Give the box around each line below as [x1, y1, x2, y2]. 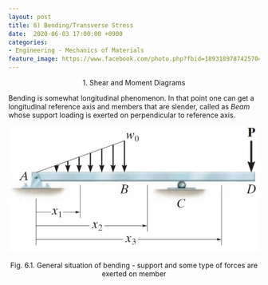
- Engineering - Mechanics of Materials [8, 46, 145, 55]
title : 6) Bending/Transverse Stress [8, 21, 134, 30]
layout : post [8, 13, 52, 21]
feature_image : [8, 55, 59, 63]
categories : [8, 38, 48, 46]
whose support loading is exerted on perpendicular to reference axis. [8, 110, 236, 120]
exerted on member [101, 268, 167, 279]
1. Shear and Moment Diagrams [82, 78, 186, 87]
